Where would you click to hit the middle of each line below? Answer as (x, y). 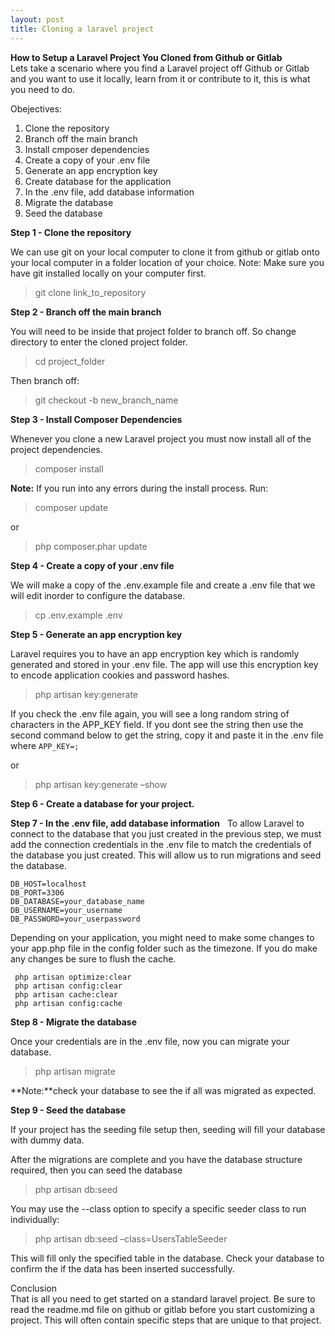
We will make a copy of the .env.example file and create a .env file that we (163, 585)
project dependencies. (56, 449)
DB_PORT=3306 (37, 892)
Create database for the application (98, 181)
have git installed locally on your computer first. (108, 273)
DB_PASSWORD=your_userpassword (75, 919)
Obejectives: (36, 108)
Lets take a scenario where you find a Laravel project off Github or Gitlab (160, 68)
